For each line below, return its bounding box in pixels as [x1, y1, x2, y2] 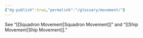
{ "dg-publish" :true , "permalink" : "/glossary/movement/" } [5, 7, 125, 13]
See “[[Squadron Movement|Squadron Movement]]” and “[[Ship [5, 21, 138, 27]
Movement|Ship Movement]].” [5, 26, 68, 33]
